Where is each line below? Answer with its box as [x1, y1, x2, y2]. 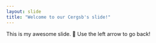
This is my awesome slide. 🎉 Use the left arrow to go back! [6, 30, 151, 37]
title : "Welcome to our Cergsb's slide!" [6, 14, 111, 20]
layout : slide [6, 8, 42, 15]
